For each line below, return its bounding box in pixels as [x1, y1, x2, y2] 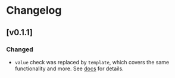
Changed [6, 45, 34, 54]
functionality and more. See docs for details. [14, 65, 124, 72]
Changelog [6, 4, 62, 17]
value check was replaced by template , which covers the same [14, 58, 170, 65]
